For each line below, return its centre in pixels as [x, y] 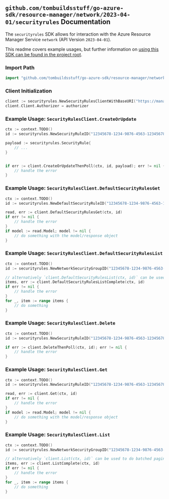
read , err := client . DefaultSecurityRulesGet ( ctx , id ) [64, 212]
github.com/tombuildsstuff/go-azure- [64, 8]
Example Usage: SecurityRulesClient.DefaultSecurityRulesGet [83, 188]
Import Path [20, 67]
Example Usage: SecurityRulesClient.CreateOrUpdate [71, 119]
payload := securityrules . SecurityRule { [48, 143]
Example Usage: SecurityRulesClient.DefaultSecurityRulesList [84, 253]
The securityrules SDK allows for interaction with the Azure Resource [78, 34]
